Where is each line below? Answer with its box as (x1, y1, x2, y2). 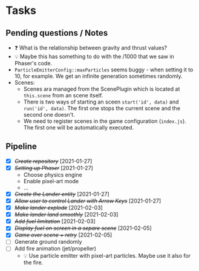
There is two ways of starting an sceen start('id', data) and (23, 98, 179, 105)
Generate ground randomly (14, 238, 82, 246)
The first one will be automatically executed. (23, 124, 134, 131)
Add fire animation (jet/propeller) (14, 245, 97, 252)
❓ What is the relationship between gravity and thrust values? (14, 44, 168, 51)
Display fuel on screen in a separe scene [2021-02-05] (14, 224, 152, 232)
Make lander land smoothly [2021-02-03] (14, 211, 119, 218)
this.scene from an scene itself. (23, 92, 103, 99)
